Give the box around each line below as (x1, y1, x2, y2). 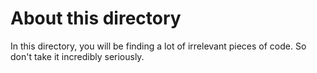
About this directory (10, 7, 182, 30)
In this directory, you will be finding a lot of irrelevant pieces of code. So (10, 40, 307, 52)
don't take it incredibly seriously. (10, 50, 145, 62)
